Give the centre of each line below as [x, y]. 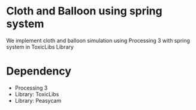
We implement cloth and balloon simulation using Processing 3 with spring [98, 40]
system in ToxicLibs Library [40, 47]
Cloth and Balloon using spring [85, 11]
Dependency [39, 71]
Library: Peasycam [38, 100]
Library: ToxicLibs [37, 94]
